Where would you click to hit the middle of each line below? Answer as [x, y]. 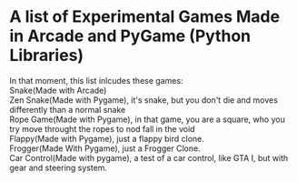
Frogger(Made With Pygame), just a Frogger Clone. [105, 148]
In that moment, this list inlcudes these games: [96, 80]
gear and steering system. [58, 167]
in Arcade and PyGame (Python [130, 36]
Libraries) [47, 56]
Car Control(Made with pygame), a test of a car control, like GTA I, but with [149, 157]
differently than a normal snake [68, 109]
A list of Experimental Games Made [144, 17]
